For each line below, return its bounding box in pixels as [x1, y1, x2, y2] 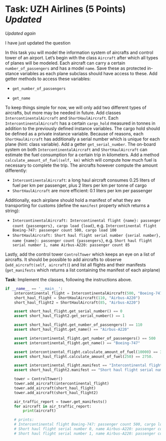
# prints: [14, 417, 35, 422]
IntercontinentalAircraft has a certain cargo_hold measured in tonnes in [5, 120, 156, 126]
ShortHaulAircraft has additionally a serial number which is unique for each [5, 136, 160, 142]
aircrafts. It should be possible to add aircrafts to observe [5, 256, 122, 263]
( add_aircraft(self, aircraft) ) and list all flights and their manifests [5, 262, 146, 267]
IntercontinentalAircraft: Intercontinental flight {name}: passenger [12, 218, 161, 223]
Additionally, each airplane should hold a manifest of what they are [5, 197, 141, 203]
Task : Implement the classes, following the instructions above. [5, 276, 132, 282]
